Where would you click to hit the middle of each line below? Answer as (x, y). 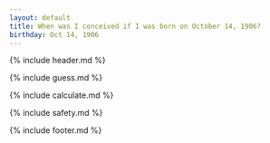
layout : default (40, 18)
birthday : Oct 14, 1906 (54, 34)
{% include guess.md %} (56, 78)
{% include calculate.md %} (62, 95)
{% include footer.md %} (56, 130)
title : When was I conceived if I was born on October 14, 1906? (135, 26)
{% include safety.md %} (56, 113)
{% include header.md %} (58, 61)
